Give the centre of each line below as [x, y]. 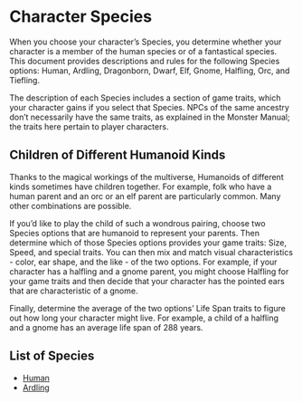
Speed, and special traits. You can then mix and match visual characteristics [151, 252]
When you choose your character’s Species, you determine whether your [146, 42]
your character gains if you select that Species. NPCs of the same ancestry [149, 107]
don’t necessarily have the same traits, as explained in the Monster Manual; [150, 117]
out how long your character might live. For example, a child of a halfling [144, 318]
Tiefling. [25, 80]
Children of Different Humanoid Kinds [118, 155]
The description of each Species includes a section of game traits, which [145, 98]
